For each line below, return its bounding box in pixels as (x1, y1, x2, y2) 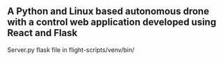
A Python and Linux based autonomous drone (7, 6, 210, 17)
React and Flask (7, 27, 78, 39)
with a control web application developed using (7, 17, 217, 28)
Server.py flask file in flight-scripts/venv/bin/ (7, 45, 135, 54)
